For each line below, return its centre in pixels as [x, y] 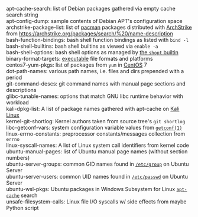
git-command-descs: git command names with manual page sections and [96, 84]
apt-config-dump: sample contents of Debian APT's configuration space [94, 21]
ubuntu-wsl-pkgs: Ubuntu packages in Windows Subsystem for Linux [91, 189]
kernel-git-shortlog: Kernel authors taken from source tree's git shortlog [96, 121]
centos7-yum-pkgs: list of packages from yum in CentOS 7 [77, 65]
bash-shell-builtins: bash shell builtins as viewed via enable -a [82, 46]
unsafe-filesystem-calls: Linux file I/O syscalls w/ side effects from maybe [96, 202]
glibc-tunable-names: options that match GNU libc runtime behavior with [95, 96]
